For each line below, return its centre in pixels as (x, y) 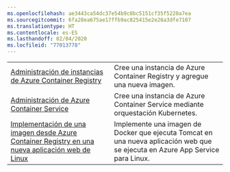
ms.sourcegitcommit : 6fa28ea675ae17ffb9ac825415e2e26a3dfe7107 (99, 20)
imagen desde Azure (44, 133)
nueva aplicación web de (51, 150)
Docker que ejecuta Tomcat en (164, 133)
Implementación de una (49, 124)
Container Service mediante (159, 105)
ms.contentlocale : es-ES (42, 33)
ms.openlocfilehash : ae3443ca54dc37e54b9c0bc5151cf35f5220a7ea (99, 13)
